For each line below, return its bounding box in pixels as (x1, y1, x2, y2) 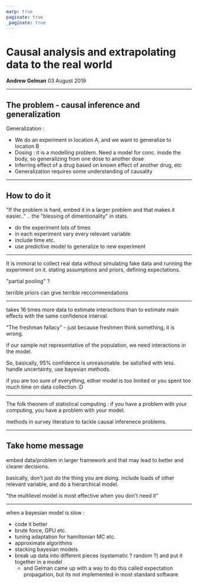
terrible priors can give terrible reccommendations (6, 289, 128, 296)
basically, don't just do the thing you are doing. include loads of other (6, 474, 175, 481)
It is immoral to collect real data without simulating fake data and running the (6, 260, 192, 267)
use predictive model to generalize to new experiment (14, 243, 146, 250)
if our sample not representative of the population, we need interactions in (6, 341, 186, 349)
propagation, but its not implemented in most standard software (23, 570, 179, 577)
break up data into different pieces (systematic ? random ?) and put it (14, 551, 183, 559)
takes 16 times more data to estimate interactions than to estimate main (6, 306, 179, 313)
